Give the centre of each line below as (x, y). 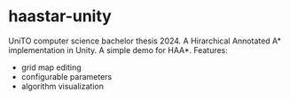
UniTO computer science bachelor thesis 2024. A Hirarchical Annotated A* (145, 41)
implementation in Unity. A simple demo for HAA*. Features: (118, 50)
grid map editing (51, 67)
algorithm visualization (62, 86)
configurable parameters (67, 76)
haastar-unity (60, 16)
